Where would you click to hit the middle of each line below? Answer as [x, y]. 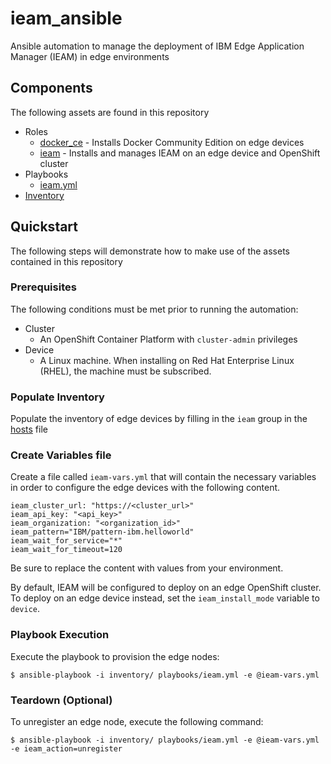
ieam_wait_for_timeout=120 [66, 550]
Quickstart [44, 227]
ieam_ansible [66, 18]
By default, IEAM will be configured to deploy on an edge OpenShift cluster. [166, 588]
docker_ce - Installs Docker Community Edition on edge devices [172, 142]
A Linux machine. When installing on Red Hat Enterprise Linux [167, 360]
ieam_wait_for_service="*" [66, 541]
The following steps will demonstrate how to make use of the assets [150, 251]
